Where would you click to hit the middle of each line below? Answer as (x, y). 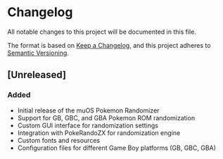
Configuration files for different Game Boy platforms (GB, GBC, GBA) (117, 148)
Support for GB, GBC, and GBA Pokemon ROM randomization (106, 117)
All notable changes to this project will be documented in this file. (102, 32)
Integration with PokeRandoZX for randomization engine (99, 133)
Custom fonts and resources (59, 140)
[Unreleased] (37, 75)
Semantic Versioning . (38, 53)
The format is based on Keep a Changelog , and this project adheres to (109, 45)
